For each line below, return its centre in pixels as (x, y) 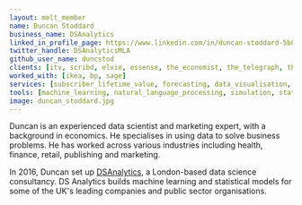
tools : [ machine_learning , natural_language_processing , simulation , (142, 92)
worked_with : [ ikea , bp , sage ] (68, 76)
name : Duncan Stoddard (52, 26)
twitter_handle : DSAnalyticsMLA (70, 51)
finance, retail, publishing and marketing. (85, 155)
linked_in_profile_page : (56, 43)
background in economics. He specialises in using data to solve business (145, 136)
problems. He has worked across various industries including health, (136, 145)
